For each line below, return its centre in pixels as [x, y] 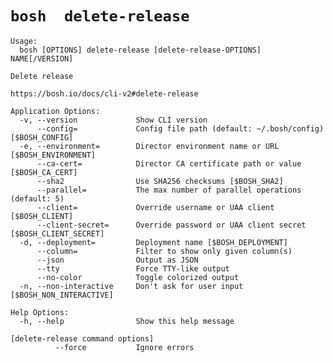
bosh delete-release [100, 16]
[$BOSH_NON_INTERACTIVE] [62, 295]
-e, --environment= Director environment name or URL [149, 146]
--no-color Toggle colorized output [138, 277]
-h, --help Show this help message [127, 321]
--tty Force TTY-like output [133, 268]
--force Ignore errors [124, 347]
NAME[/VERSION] [42, 58]
